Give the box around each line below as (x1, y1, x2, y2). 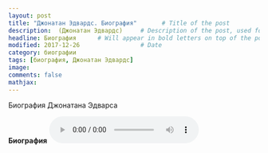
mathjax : (8, 78, 37, 86)
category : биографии (8, 49, 77, 57)
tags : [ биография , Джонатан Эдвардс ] (8, 57, 134, 65)
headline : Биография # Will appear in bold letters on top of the (8, 33, 251, 42)
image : (8, 64, 30, 72)
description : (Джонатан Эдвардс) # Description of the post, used (8, 26, 251, 34)
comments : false (8, 71, 62, 79)
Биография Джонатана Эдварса (8, 100, 118, 110)
